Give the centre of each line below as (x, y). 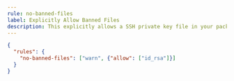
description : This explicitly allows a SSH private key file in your (110, 26)
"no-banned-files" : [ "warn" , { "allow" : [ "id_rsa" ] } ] (98, 58)
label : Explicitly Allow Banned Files (63, 20)
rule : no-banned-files (40, 13)
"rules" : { (29, 52)
